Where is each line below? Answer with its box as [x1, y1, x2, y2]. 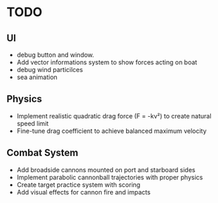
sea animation [16, 73, 57, 81]
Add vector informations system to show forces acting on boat [16, 58, 198, 66]
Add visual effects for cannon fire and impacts [16, 188, 151, 196]
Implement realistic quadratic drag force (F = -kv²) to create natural [16, 111, 212, 120]
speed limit [16, 119, 49, 127]
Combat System [6, 147, 79, 159]
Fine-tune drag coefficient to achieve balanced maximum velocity [16, 127, 207, 135]
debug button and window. [16, 50, 95, 59]
